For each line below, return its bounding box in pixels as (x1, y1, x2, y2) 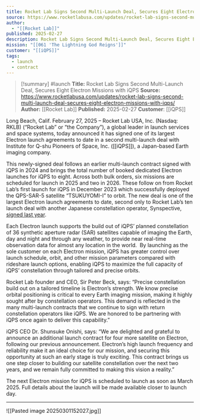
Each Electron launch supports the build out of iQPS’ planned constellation (6, 223, 189, 230)
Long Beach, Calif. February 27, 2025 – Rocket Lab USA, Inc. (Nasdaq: (6, 117, 179, 125)
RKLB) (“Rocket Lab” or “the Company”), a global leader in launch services (6, 123, 189, 131)
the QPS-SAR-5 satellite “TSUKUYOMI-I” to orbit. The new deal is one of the (6, 192, 193, 200)
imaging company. (6, 149, 52, 156)
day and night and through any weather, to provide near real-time (6, 235, 167, 242)
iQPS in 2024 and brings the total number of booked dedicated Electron (6, 167, 182, 174)
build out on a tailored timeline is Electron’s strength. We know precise (6, 285, 179, 292)
